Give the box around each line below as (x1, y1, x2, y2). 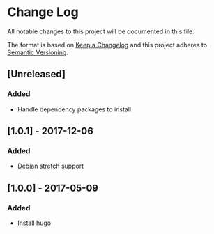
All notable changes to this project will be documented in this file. (7, 27, 195, 36)
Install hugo (17, 219, 51, 227)
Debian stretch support (17, 162, 84, 171)
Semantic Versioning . (7, 48, 68, 56)
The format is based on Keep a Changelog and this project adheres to (7, 40, 208, 49)
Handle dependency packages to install (17, 105, 131, 114)
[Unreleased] (7, 68, 66, 80)
